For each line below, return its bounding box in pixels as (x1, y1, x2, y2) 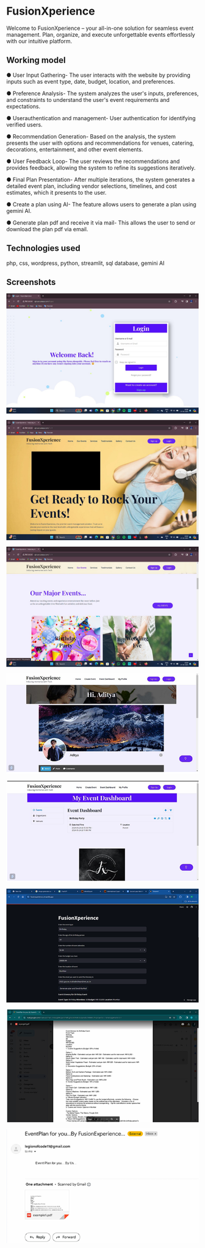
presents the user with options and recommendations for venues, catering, (6, 139, 195, 146)
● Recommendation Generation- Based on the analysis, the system (6, 132, 176, 140)
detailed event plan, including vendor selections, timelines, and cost (6, 182, 177, 190)
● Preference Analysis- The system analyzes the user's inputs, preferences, (6, 90, 199, 97)
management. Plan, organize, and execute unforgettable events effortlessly (6, 31, 195, 38)
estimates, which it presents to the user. (6, 189, 107, 196)
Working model (6, 55, 66, 65)
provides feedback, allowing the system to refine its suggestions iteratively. (6, 164, 196, 171)
